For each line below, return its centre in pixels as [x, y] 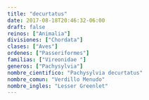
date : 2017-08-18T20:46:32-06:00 [56, 20]
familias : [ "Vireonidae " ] [47, 60]
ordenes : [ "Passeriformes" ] [48, 54]
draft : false [26, 27]
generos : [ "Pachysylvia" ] [45, 66]
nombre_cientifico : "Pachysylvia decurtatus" [75, 73]
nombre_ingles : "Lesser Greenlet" [58, 86]
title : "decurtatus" [38, 14]
